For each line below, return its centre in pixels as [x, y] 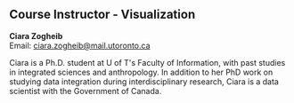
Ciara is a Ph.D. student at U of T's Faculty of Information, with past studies [147, 62]
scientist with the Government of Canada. [86, 91]
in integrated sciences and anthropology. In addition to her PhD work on [141, 72]
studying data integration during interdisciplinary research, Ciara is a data [144, 81]
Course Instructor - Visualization [102, 15]
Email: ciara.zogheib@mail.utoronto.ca [80, 45]
